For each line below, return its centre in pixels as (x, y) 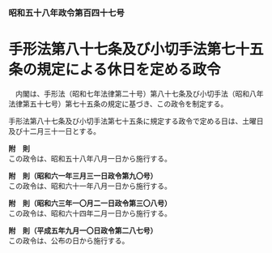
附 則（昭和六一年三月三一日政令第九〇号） (83, 175)
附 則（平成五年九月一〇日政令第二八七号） (83, 230)
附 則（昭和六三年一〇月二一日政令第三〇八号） (90, 203)
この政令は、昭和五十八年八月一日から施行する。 (90, 158)
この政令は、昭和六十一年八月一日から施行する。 (90, 186)
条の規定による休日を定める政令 (115, 70)
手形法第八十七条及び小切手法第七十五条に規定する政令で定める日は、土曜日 (136, 121)
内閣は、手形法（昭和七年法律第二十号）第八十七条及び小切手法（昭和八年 (139, 93)
